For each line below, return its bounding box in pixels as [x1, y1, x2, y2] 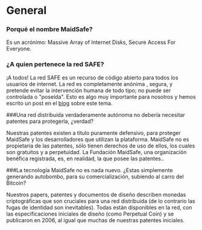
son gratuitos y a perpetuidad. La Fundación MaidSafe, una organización [6, 148, 187, 155]
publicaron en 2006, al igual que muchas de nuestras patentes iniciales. [6, 216, 185, 223]
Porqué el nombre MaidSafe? [6, 25, 93, 34]
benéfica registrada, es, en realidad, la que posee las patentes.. [6, 155, 165, 162]
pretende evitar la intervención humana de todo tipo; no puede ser [6, 87, 171, 94]
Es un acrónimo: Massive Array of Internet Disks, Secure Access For [6, 39, 176, 46]
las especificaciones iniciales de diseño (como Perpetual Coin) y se [6, 210, 174, 217]
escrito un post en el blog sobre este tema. [6, 99, 113, 107]
